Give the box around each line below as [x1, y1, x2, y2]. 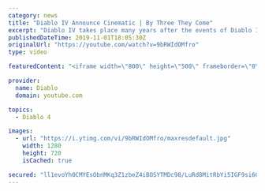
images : [8, 127, 34, 135]
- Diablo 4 [15, 113, 51, 121]
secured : [8, 170, 37, 178]
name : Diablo [15, 84, 58, 92]
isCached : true [22, 156, 73, 164]
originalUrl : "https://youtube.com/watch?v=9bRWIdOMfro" [8, 41, 200, 49]
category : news [8, 11, 58, 20]
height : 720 [22, 149, 62, 157]
